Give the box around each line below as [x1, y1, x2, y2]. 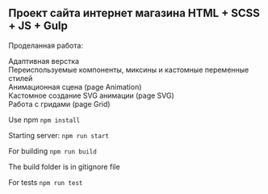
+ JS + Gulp [8, 19, 69, 33]
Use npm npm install [8, 115, 81, 124]
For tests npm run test [8, 177, 83, 187]
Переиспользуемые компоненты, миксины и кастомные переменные [8, 65, 249, 74]
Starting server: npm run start [8, 130, 109, 140]
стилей [8, 73, 33, 83]
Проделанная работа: [8, 40, 83, 50]
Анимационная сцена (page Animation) [8, 82, 142, 91]
